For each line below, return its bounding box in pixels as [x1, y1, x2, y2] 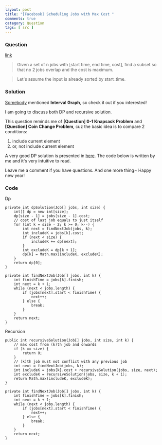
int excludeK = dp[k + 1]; [22, 248, 77, 253]
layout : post [5, 7, 32, 12]
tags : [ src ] [5, 25, 34, 30]
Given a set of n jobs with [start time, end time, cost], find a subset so [17, 62, 157, 68]
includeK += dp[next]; [31, 239, 77, 244]
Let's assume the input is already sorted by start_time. [17, 76, 126, 82]
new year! [5, 172, 25, 178]
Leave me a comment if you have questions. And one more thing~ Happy [5, 167, 152, 173]
